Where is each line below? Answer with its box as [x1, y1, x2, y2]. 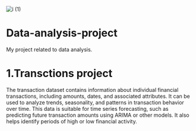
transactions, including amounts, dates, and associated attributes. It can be [6, 92, 190, 100]
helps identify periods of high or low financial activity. [6, 117, 138, 124]
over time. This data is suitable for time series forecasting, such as [6, 105, 169, 112]
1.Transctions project [6, 67, 113, 80]
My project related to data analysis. [6, 46, 93, 53]
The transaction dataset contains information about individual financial [6, 86, 179, 93]
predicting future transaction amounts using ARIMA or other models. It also [6, 111, 190, 119]
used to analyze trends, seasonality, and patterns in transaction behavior [6, 98, 184, 106]
